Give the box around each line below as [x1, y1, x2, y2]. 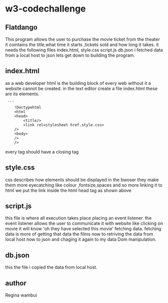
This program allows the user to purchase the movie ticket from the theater [5, 36, 160, 42]
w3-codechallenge [5, 3, 86, 15]
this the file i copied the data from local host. [5, 264, 98, 270]
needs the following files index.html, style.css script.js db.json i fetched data [5, 47, 163, 53]
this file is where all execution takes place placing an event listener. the [5, 215, 152, 221]
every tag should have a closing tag [5, 148, 79, 155]
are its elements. [5, 91, 40, 97]
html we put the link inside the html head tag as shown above [5, 187, 132, 193]
